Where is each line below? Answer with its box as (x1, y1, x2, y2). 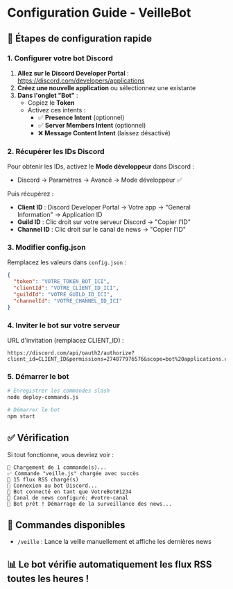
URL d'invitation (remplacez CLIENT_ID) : (7, 336, 124, 345)
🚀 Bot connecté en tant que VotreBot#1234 (7, 488, 132, 495)
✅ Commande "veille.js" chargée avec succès (7, 470, 139, 477)
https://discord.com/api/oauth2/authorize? (7, 350, 135, 357)
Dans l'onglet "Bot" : (17, 91, 78, 99)
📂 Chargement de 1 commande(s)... (7, 463, 107, 471)
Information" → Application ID (17, 210, 103, 219)
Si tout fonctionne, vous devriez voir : (7, 450, 114, 459)
